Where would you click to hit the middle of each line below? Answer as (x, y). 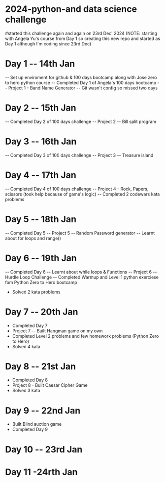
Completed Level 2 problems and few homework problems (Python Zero (85, 336)
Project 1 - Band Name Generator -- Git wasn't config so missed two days (83, 88)
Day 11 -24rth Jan (41, 472)
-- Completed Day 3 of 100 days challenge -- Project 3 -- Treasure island (79, 155)
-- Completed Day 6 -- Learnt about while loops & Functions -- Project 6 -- (81, 272)
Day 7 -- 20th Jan (42, 312)
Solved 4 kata (26, 346)
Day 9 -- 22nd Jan (43, 410)
